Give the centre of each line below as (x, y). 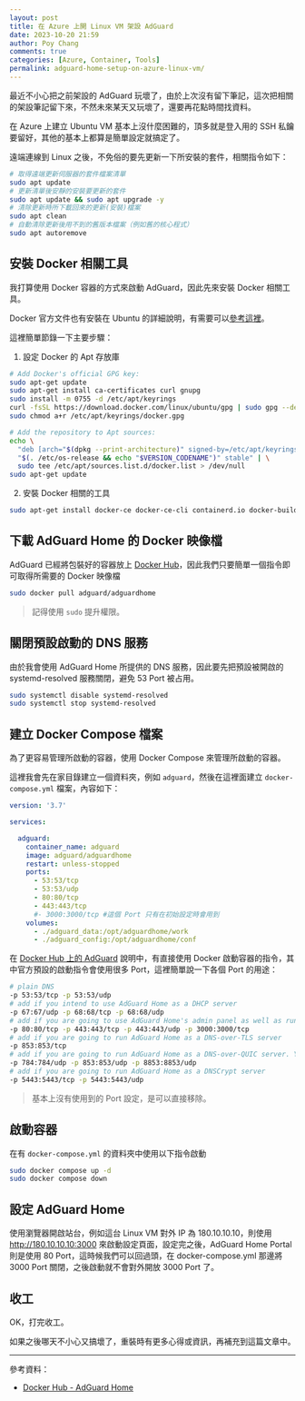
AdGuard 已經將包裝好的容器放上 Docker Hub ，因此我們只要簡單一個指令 (146, 564)
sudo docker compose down (58, 1179)
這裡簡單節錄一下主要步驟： (61, 337)
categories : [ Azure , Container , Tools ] (85, 60)
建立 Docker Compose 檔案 (86, 734)
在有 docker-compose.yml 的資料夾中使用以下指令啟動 (108, 1153)
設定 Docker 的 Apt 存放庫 (71, 356)
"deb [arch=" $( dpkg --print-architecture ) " (101, 449)
